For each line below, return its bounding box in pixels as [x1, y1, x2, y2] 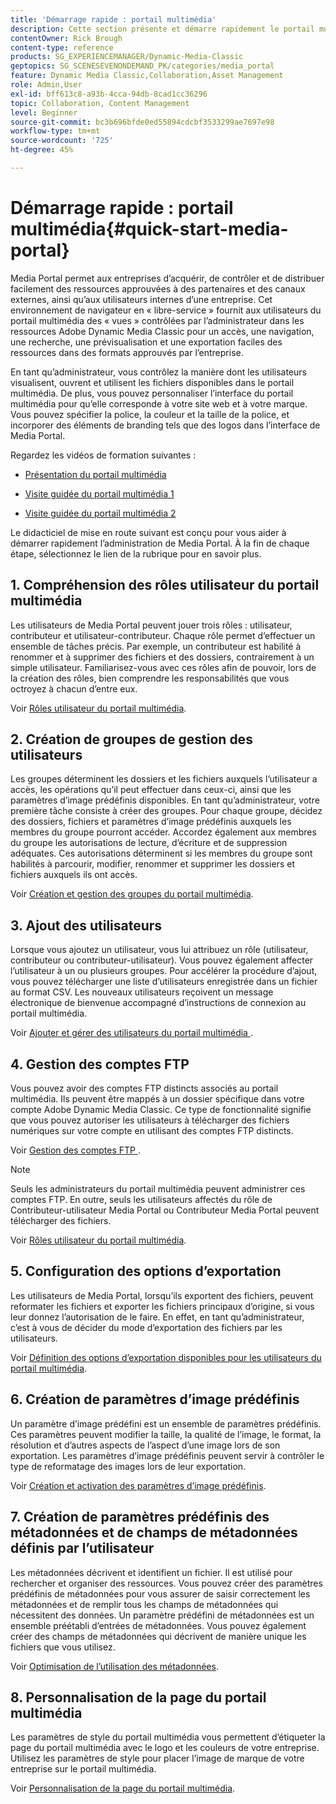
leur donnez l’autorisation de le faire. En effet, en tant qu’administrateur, [10, 1311, 305, 1323]
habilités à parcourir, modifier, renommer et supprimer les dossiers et [10, 858, 295, 870]
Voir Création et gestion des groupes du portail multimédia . [10, 888, 254, 900]
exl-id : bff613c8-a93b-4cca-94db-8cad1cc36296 [10, 89, 208, 99]
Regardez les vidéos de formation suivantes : [10, 449, 197, 461]
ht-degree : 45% [10, 145, 74, 155]
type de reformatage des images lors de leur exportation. [10, 1460, 247, 1472]
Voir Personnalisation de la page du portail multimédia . [10, 1782, 236, 1795]
